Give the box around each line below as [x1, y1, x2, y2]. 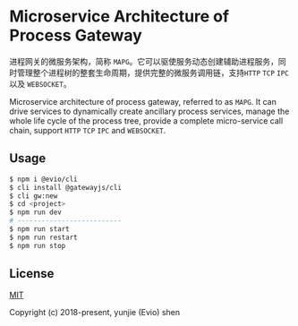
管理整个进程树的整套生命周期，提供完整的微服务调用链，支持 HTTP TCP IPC [16, 67, 289, 78]
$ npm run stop [9, 241, 66, 250]
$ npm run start [9, 225, 70, 234]
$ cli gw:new [9, 191, 58, 201]
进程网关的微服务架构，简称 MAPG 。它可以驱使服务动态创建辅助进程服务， [9, 56, 279, 66]
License [9, 266, 55, 281]
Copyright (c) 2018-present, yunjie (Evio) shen [9, 307, 181, 318]
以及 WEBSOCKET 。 [9, 78, 72, 89]
